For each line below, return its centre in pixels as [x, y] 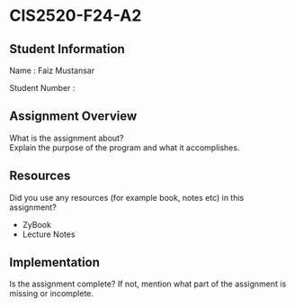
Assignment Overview [73, 117]
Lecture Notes [49, 234]
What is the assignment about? [67, 138]
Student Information [67, 49]
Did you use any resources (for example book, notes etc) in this [127, 197]
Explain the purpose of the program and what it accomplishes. [125, 147]
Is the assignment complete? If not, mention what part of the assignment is [148, 284]
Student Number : [42, 88]
